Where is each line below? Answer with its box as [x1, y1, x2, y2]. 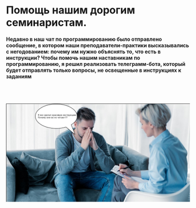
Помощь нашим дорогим [6, 4, 135, 17]
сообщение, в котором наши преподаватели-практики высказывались [6, 41, 190, 48]
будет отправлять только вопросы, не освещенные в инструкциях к [6, 67, 182, 74]
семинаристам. [6, 16, 87, 29]
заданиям [6, 72, 32, 79]
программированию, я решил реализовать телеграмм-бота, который [6, 60, 185, 67]
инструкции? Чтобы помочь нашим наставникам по [6, 54, 141, 61]
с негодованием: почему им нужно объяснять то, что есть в [6, 48, 161, 55]
